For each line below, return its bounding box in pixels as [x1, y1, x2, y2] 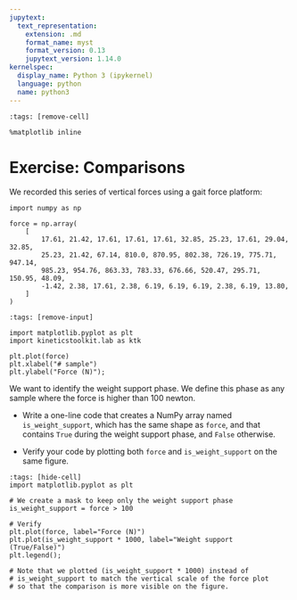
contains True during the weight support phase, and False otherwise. [21, 429, 276, 440]
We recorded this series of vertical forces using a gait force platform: [9, 186, 263, 197]
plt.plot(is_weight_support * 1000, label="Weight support [9, 536, 234, 545]
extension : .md [25, 29, 82, 38]
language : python [17, 79, 82, 88]
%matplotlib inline [9, 127, 82, 136]
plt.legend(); [9, 551, 62, 560]
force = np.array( [9, 219, 78, 228]
